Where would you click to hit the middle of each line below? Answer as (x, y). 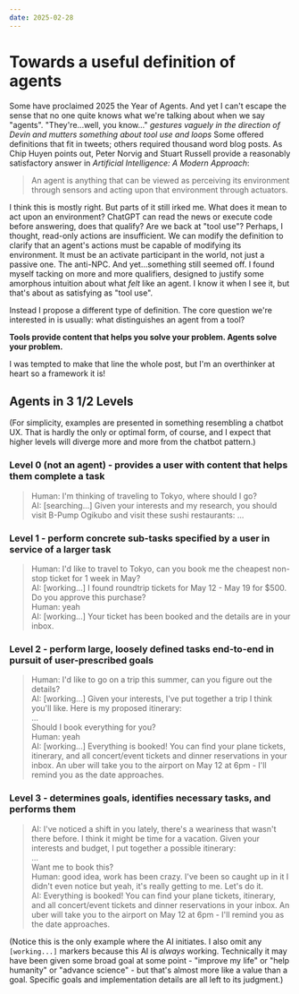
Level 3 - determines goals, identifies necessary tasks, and (140, 798)
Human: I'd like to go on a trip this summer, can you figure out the (151, 680)
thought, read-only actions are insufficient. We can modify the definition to (146, 236)
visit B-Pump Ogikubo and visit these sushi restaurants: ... (137, 515)
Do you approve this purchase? (88, 597)
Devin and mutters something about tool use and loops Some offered (137, 134)
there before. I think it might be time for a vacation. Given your (145, 838)
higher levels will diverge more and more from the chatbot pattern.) (133, 442)
